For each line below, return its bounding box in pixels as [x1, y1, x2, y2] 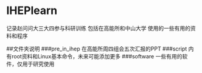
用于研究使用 [22, 60, 55, 68]
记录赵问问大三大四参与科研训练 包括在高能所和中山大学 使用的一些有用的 [6, 24, 190, 32]
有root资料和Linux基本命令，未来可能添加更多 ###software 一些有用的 [6, 52, 183, 60]
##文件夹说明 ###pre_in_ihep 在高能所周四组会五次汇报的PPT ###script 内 [6, 45, 194, 52]
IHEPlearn [6, 4, 58, 18]
